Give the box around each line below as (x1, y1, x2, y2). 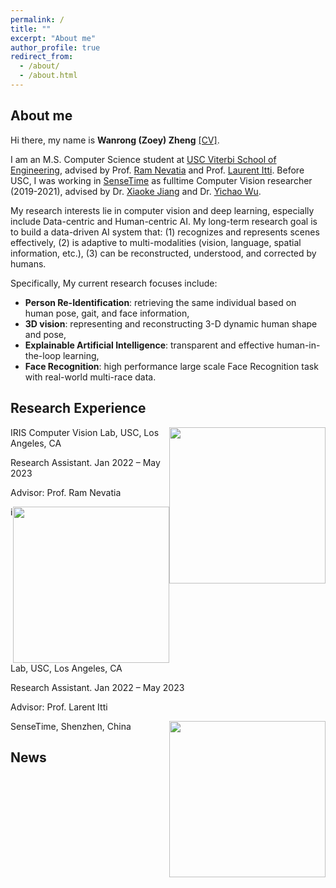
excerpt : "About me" (10, 33, 97, 43)
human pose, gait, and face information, (24, 307, 190, 319)
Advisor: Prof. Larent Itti (10, 701, 108, 713)
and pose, (24, 328, 67, 340)
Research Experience (10, 400, 147, 417)
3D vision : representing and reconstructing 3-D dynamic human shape (24, 317, 318, 330)
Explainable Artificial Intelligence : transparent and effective (24, 339, 275, 351)
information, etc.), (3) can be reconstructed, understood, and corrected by (10, 247, 317, 259)
